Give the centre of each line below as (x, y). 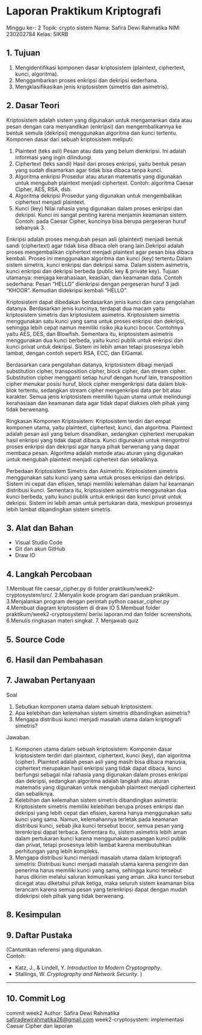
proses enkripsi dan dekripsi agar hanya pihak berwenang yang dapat (93, 447)
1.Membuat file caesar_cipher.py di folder (57, 589)
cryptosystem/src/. (30, 595)
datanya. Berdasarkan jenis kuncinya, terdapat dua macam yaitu (86, 308)
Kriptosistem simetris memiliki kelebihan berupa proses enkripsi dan (99, 806)
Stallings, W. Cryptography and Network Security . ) (78, 974)
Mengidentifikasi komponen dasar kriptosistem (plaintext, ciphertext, (100, 67)
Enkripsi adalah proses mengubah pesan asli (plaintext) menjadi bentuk (95, 239)
